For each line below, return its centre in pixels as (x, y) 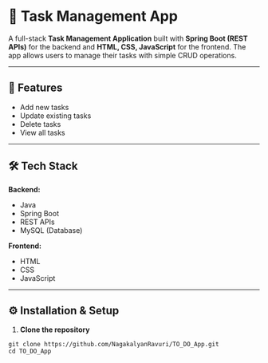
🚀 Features (35, 88)
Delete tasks (40, 124)
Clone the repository (55, 329)
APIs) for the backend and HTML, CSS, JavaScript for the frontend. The (127, 46)
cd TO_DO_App (30, 351)
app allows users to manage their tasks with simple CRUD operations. (122, 55)
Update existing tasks (55, 116)
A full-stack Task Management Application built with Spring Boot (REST (128, 38)
